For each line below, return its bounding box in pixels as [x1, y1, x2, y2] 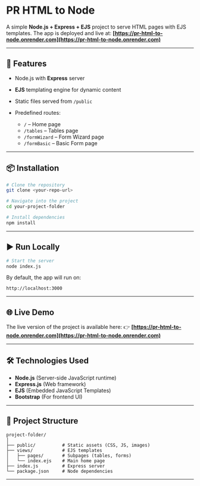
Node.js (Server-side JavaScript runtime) [14, 374, 117, 381]
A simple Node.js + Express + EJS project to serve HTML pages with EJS [6, 23, 186, 30]
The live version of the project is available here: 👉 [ [6, 324, 134, 331]
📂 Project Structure [6, 416, 79, 426]
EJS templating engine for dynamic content [14, 86, 121, 93]
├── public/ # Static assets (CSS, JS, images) [6, 442, 151, 448]
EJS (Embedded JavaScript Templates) [14, 387, 111, 394]
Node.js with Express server [14, 74, 85, 81]
